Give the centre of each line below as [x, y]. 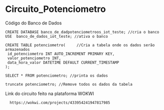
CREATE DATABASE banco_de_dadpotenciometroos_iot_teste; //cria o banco [82, 32]
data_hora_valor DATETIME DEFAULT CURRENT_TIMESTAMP [63, 62]
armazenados [17, 49]
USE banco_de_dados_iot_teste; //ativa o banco [57, 36]
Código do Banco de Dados [34, 23]
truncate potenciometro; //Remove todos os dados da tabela [69, 84]
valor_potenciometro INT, [34, 58]
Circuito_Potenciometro [56, 9]
